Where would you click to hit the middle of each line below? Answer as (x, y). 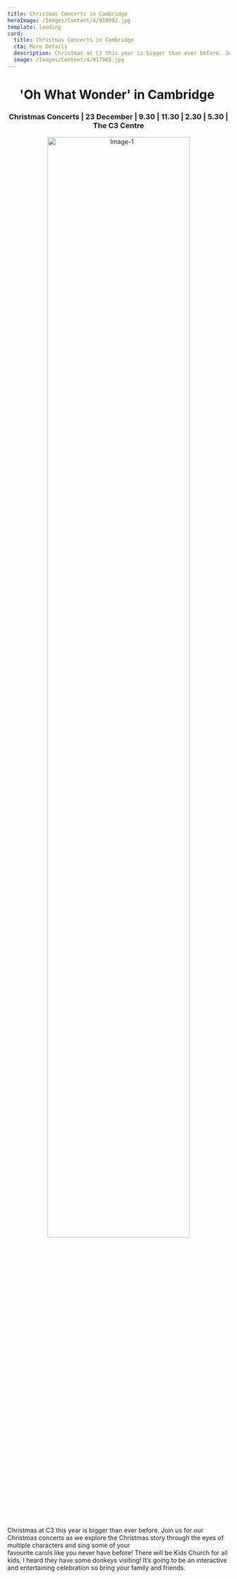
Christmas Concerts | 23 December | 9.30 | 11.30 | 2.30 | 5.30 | (119, 116)
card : (15, 34)
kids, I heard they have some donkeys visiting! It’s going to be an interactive (117, 1561)
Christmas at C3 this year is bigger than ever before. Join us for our (105, 1530)
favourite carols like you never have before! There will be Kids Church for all (117, 1553)
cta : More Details (41, 47)
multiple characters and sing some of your (69, 1545)
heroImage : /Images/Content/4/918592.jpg (69, 20)
